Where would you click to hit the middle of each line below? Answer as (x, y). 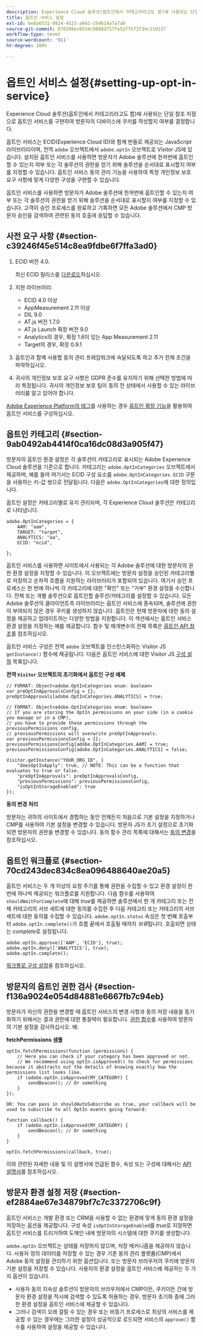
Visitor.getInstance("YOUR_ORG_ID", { (55, 760)
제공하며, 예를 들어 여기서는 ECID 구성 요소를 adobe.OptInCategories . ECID (95, 475)
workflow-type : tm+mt (34, 35)
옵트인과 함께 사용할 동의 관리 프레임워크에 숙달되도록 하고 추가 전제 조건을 (103, 357)
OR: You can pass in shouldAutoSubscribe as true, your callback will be (101, 1104)
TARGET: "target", (40, 532)
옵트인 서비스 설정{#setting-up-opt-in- (101, 83)
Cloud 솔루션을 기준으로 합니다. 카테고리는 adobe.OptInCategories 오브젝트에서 (101, 467)
